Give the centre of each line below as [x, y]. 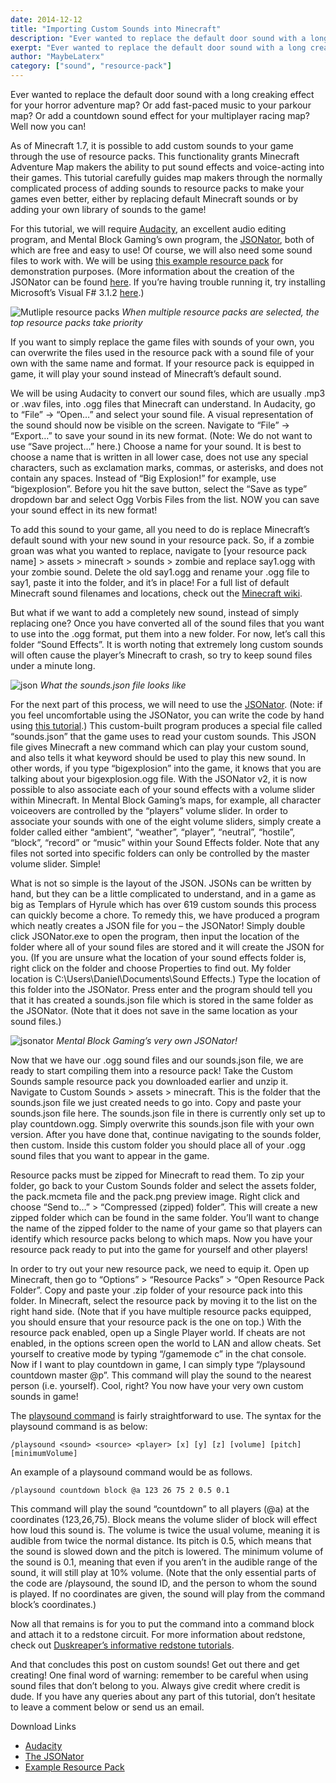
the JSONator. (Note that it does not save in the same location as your [154, 1010]
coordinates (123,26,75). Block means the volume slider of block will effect [164, 1519]
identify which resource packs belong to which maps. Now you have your [161, 1239]
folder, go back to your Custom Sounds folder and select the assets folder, [163, 1185]
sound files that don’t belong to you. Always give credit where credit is [155, 1685]
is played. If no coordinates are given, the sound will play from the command [168, 1594]
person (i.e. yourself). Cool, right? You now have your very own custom [157, 1385]
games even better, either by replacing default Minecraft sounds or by [154, 199]
